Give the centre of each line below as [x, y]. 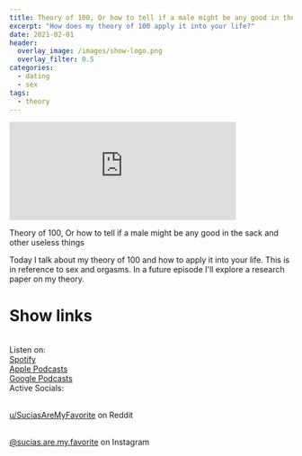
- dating [34, 76]
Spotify [22, 360]
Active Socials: [37, 389]
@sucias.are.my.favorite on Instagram [80, 443]
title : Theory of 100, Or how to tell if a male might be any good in [144, 18]
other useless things [47, 243]
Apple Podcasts [39, 369]
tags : [19, 93]
